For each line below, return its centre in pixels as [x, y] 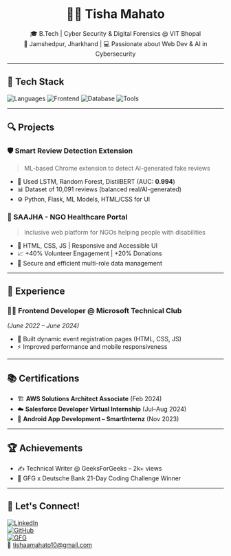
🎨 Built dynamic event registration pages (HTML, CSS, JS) [99, 339]
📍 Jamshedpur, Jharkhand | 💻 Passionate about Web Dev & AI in [115, 43]
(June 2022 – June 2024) [43, 325]
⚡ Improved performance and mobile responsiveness [92, 347]
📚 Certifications [43, 378]
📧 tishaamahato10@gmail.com [50, 545]
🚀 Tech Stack [36, 82]
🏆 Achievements [45, 448]
